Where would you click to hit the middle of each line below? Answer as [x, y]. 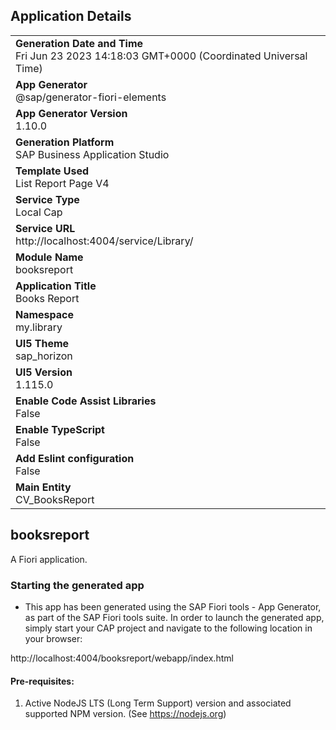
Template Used [52, 171]
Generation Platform [65, 142]
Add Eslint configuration [75, 458]
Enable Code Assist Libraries [86, 401]
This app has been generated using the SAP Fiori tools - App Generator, [173, 606]
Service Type [47, 199]
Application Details [71, 16]
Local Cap [39, 212]
